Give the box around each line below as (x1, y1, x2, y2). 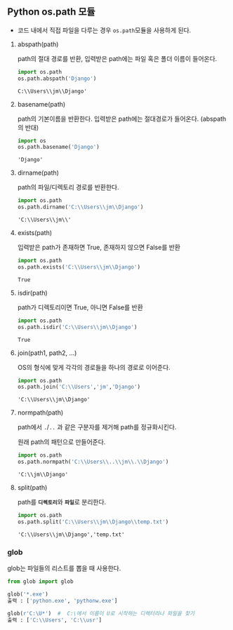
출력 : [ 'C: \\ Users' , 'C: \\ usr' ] (7, 616, 102, 624)
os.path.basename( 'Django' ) (17, 144, 100, 151)
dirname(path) (17, 168, 60, 177)
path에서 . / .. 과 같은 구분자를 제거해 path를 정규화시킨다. (17, 423, 177, 431)
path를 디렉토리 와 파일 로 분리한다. (17, 498, 107, 507)
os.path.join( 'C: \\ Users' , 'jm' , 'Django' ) (17, 384, 141, 391)
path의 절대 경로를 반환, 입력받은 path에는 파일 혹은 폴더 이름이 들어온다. (17, 54, 218, 62)
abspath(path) (17, 40, 59, 48)
